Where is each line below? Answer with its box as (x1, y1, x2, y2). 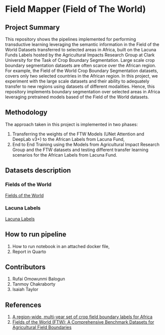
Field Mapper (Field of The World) (5, 3, 146, 15)
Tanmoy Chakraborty (12, 281, 56, 287)
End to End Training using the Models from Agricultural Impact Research (12, 141, 160, 147)
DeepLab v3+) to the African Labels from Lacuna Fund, (12, 136, 125, 142)
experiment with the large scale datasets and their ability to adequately (5, 78, 150, 84)
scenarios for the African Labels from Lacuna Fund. (12, 152, 118, 158)
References (5, 300, 41, 309)
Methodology (5, 108, 48, 117)
